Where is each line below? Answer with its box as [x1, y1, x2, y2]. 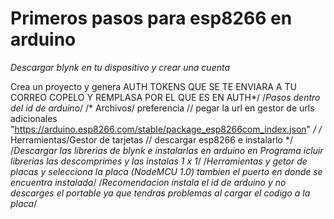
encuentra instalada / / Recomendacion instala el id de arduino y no [10, 176, 287, 188]
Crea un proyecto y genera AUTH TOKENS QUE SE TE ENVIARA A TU [10, 80, 297, 92]
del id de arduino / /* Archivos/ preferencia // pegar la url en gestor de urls [10, 102, 315, 114]
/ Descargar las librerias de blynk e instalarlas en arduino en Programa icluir [10, 144, 324, 156]
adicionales [10, 112, 58, 124]
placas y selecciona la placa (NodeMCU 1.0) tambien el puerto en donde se [10, 165, 323, 177]
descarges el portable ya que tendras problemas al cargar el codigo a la [10, 187, 311, 199]
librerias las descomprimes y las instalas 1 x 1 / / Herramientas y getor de [10, 155, 308, 167]
